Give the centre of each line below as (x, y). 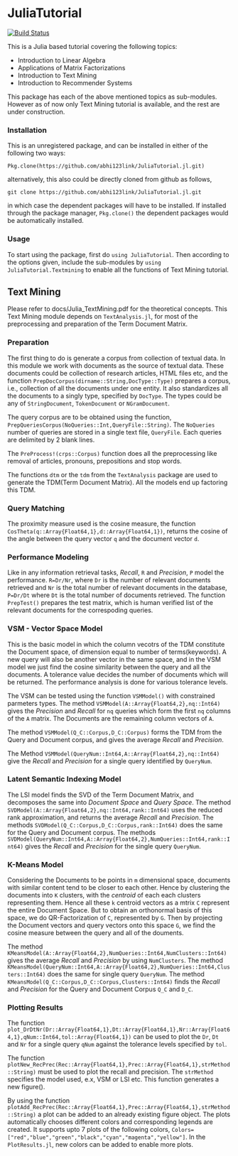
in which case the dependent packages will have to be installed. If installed (117, 206)
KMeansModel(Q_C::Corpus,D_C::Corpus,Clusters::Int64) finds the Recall (114, 982)
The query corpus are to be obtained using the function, (90, 417)
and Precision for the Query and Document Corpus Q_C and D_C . (100, 989)
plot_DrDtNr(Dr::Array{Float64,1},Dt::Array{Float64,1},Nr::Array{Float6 (119, 1030)
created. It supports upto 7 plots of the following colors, (89, 1130)
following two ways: (37, 153)
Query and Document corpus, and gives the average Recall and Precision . (115, 739)
